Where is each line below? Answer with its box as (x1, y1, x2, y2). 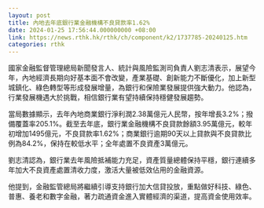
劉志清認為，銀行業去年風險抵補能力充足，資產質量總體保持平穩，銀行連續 (8, 155, 249, 165)
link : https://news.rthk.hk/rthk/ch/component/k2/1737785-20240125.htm (8, 33, 247, 42)
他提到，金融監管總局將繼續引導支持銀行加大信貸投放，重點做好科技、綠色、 (8, 182, 256, 192)
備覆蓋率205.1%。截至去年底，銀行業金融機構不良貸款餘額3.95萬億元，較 (8, 119, 246, 129)
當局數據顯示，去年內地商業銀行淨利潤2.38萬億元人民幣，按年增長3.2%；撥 (8, 109, 254, 119)
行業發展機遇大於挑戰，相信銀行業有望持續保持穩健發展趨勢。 (8, 93, 208, 102)
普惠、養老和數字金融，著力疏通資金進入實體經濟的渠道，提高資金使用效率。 (8, 192, 256, 201)
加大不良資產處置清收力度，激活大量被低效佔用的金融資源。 (14, 166, 208, 175)
